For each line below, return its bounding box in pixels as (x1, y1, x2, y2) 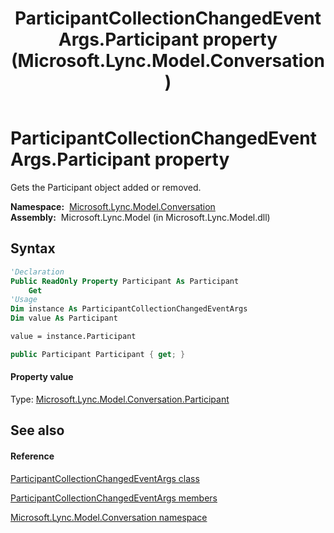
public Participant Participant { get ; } (10, 349, 186, 359)
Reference (10, 450, 55, 462)
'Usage (10, 295, 38, 305)
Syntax (10, 240, 56, 257)
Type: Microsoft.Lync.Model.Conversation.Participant (10, 393, 230, 405)
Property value (10, 371, 74, 383)
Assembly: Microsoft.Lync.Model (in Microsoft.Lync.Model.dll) (10, 211, 271, 223)
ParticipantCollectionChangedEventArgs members (10, 492, 218, 504)
